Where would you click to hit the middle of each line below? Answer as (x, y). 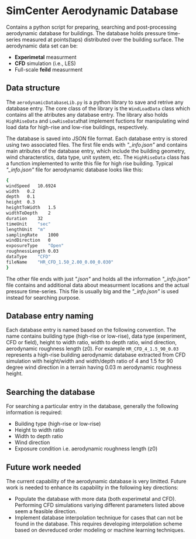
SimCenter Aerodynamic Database (92, 11)
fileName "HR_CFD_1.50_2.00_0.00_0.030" (60, 262)
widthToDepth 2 (28, 213)
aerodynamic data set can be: (42, 46)
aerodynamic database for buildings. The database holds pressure (86, 33)
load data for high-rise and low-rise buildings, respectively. (77, 127)
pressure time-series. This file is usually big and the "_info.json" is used (92, 291)
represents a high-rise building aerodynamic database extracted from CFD (96, 355)
